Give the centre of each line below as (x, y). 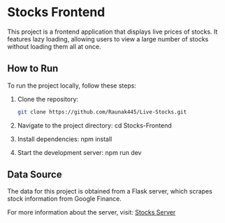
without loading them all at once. (54, 46)
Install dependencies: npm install (65, 139)
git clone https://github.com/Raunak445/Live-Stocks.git (102, 112)
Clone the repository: (48, 99)
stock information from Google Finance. (65, 199)
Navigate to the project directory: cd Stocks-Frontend (95, 125)
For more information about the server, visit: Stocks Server (92, 212)
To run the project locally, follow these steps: (72, 86)
